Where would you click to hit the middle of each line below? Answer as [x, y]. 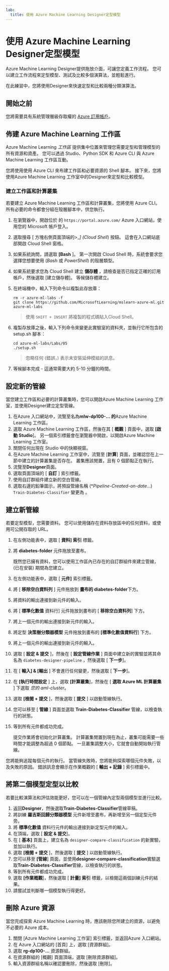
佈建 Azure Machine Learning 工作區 [63, 134]
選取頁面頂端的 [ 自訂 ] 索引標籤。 [48, 473]
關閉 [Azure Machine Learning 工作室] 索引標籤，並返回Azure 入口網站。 [88, 938]
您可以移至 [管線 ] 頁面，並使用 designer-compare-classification [80, 859]
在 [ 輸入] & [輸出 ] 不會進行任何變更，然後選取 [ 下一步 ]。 [73, 671]
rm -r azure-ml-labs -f [38, 298]
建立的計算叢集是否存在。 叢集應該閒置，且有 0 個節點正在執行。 [89, 461]
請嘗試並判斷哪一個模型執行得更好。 [51, 890]
